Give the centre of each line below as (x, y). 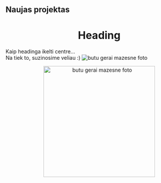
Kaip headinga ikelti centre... (40, 52)
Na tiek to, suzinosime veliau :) (43, 58)
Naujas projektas (38, 10)
